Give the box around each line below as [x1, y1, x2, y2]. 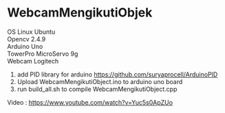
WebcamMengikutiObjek [7, 5, 153, 21]
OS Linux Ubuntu [7, 28, 56, 36]
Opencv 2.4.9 [7, 34, 46, 43]
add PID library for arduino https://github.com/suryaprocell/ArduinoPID [17, 70, 218, 79]
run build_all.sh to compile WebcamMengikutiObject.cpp [17, 85, 178, 93]
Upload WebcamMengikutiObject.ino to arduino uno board [17, 77, 183, 85]
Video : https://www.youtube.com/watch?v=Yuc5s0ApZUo [7, 98, 173, 106]
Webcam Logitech [7, 56, 59, 65]
